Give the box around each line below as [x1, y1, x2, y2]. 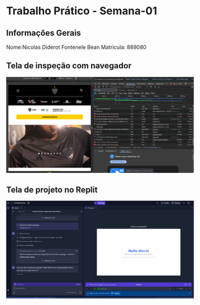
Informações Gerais [6, 28, 82, 38]
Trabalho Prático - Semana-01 [6, 4, 158, 18]
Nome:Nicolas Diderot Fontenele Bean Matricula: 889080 [6, 43, 147, 51]
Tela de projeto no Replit [6, 184, 98, 194]
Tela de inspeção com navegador [6, 61, 132, 71]
